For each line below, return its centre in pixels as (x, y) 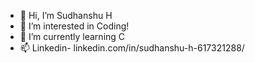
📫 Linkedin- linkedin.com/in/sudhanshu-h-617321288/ (132, 48)
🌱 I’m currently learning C (72, 36)
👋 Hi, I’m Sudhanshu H (66, 15)
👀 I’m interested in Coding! (74, 26)
